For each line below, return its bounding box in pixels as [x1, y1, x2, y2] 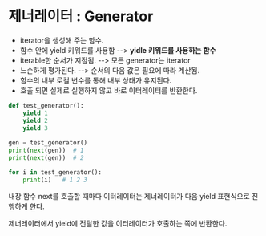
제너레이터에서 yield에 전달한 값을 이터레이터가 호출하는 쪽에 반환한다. [8, 218, 228, 228]
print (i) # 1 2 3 [22, 176, 88, 184]
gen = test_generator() [8, 139, 88, 147]
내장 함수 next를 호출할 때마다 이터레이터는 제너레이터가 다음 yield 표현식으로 [8, 191, 250, 201]
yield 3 [22, 124, 48, 132]
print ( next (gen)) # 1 [8, 146, 84, 155]
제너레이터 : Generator [8, 7, 154, 26]
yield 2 [22, 116, 48, 124]
